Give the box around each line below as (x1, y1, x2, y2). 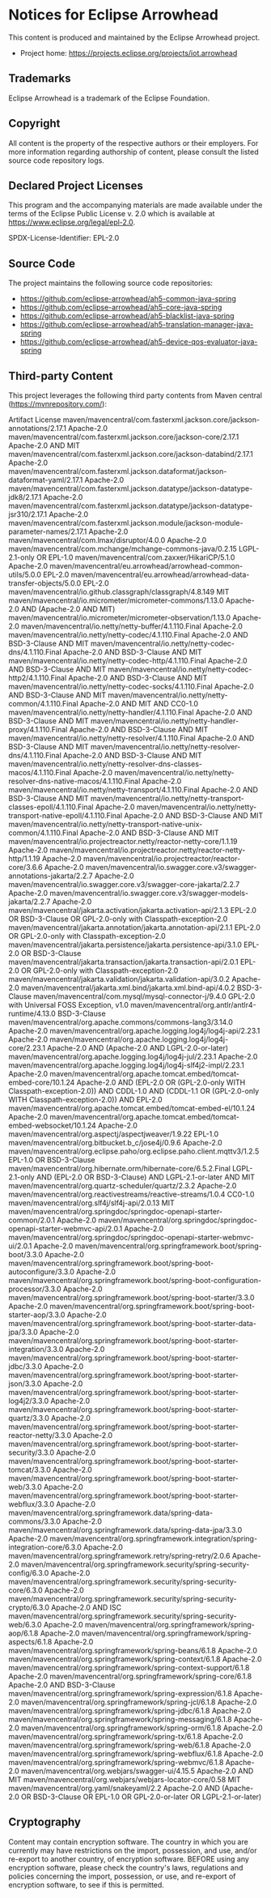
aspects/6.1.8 (8, 1637, 53, 1646)
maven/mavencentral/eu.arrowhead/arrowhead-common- (49, 561, 243, 570)
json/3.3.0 (8, 1379, 42, 1388)
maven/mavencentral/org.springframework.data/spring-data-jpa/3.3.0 (8, 1525, 243, 1534)
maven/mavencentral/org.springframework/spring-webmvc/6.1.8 (8, 1758, 224, 1767)
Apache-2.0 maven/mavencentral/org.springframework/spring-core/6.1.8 (8, 1671, 252, 1681)
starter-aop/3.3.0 (8, 1310, 66, 1320)
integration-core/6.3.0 (8, 1542, 83, 1552)
